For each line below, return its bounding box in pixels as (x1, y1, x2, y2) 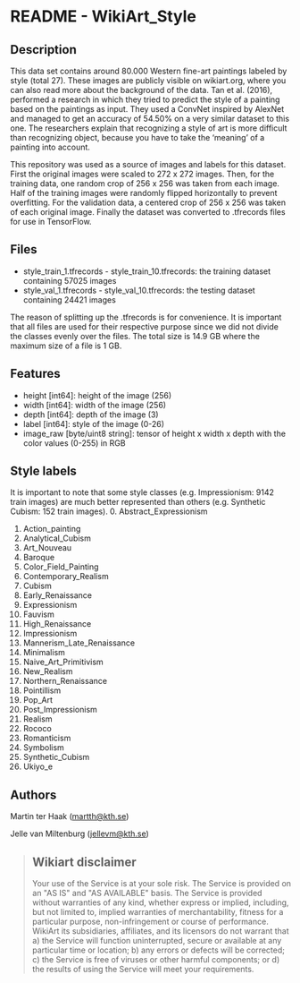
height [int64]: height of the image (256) (22, 389, 172, 400)
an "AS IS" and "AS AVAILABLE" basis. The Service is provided (31, 888, 262, 899)
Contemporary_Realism (22, 571, 110, 582)
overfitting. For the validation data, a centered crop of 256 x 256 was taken (10, 197, 287, 208)
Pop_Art (22, 695, 53, 705)
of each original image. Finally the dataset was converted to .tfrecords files (10, 207, 286, 217)
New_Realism (22, 666, 73, 677)
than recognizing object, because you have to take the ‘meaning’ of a (10, 132, 265, 142)
